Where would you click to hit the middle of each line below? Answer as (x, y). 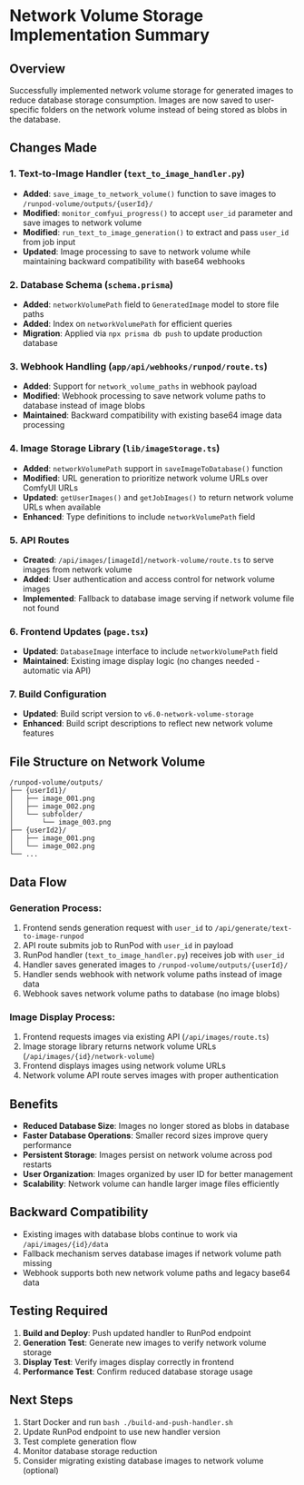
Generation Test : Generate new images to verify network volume (144, 1342)
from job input (49, 242)
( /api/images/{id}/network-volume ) (88, 1056)
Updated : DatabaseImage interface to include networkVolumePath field (150, 651)
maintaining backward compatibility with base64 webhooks (134, 261)
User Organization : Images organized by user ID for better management (157, 1174)
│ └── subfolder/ (46, 815)
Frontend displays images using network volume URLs (124, 1066)
